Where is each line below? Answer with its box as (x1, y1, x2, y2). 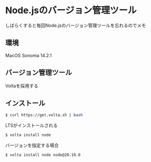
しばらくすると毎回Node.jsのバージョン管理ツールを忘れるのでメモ (5, 22, 146, 28)
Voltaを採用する (5, 83, 39, 89)
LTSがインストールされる (5, 123, 58, 129)
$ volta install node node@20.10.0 (5, 152, 81, 157)
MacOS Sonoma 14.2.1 (5, 52, 52, 58)
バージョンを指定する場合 (5, 142, 59, 148)
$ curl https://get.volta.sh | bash (5, 112, 83, 118)
